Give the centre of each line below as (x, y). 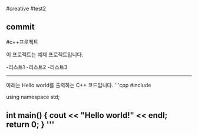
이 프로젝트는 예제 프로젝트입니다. (45, 54)
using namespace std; (33, 97)
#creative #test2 (26, 9)
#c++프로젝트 (22, 42)
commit (20, 27)
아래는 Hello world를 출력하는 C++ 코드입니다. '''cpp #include (79, 85)
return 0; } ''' (30, 125)
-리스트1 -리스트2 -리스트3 (37, 67)
